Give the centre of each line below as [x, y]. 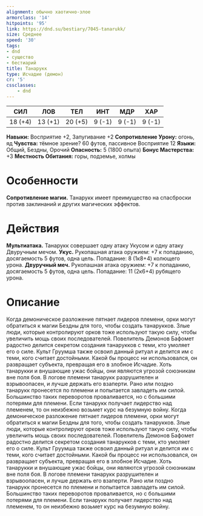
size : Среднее [24, 35]
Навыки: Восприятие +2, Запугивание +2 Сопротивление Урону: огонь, [101, 137]
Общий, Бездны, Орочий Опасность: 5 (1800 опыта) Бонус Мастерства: [100, 150]
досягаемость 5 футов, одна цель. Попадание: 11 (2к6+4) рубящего [94, 271]
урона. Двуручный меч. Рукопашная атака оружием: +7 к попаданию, [98, 264]
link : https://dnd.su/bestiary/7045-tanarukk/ [66, 29]
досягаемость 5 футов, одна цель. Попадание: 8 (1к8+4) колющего [93, 258]
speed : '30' [21, 40]
